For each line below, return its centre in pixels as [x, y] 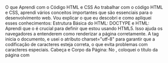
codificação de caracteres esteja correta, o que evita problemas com [76, 44]
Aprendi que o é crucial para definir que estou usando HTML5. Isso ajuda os [84, 28]
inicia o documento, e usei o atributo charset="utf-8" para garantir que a [80, 39]
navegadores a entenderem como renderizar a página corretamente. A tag [82, 34]
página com [18, 55]
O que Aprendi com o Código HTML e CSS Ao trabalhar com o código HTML [84, 7]
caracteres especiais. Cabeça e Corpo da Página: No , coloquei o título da [81, 50]
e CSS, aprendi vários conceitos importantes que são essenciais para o [79, 12]
